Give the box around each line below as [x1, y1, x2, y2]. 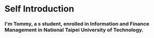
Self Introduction [4, 3, 74, 14]
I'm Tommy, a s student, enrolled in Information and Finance [4, 21, 150, 27]
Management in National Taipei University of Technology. [4, 26, 144, 33]
